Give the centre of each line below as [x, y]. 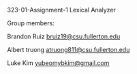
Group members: [31, 23]
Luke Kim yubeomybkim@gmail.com [58, 63]
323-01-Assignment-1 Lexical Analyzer [61, 10]
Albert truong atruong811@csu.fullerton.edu [68, 50]
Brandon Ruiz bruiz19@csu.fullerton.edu [64, 36]
